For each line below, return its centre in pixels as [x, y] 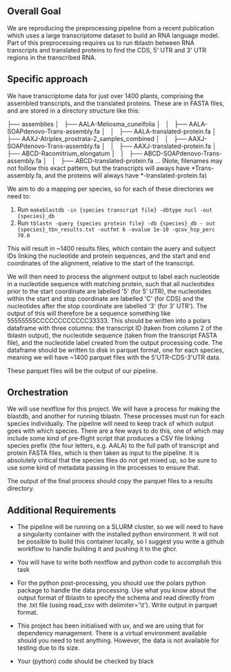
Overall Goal [34, 11]
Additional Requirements [62, 510]
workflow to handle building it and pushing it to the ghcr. [97, 549]
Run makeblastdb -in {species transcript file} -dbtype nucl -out [114, 209]
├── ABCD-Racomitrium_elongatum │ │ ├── [75, 153]
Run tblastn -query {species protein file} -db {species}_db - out [116, 223]
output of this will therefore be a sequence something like [89, 313]
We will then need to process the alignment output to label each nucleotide [113, 277]
